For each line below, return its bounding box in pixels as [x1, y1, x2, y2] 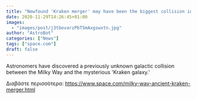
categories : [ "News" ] [6, 36, 59, 41]
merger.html [6, 86, 36, 93]
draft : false [6, 47, 38, 52]
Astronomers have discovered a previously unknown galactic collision [6, 62, 175, 69]
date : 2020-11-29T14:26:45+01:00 [6, 14, 88, 20]
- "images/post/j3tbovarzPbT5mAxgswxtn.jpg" [11, 24, 122, 31]
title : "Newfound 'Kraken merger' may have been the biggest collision [6, 8, 185, 15]
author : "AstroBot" [6, 30, 54, 36]
